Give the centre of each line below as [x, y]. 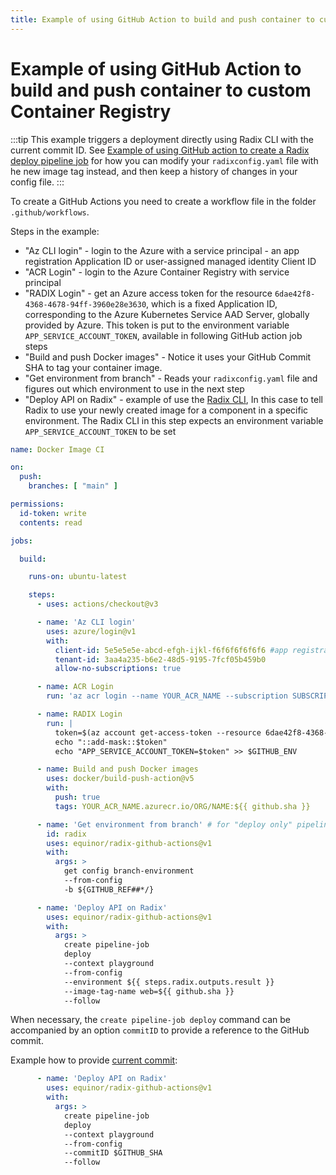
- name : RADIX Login [79, 714]
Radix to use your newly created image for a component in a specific [166, 410]
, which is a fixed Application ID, [212, 303]
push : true [77, 797]
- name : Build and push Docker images [117, 769]
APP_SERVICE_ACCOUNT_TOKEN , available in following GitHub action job [163, 335]
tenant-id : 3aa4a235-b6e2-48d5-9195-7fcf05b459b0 [160, 659]
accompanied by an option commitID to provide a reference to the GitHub [160, 1030]
